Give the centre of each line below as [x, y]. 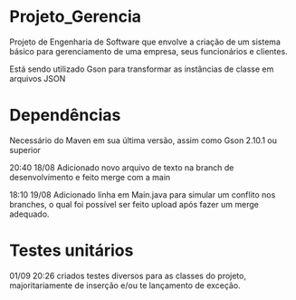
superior [25, 150]
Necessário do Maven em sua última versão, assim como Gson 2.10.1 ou [143, 140]
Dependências [65, 116]
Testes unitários [72, 251]
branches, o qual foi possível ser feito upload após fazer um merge [134, 204]
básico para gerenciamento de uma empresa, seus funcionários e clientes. [148, 51]
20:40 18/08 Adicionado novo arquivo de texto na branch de [122, 167]
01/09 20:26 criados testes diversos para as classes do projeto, [128, 276]
